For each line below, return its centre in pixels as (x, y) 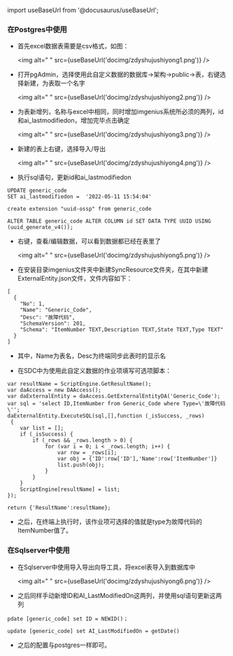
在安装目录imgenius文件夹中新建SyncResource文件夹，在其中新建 (113, 270)
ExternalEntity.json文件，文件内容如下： (75, 279)
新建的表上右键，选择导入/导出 (62, 149)
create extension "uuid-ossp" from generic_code (79, 209)
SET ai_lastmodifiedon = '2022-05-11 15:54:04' (79, 197)
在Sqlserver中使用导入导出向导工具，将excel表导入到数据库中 (106, 567)
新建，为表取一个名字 (54, 83)
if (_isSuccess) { (47, 434)
